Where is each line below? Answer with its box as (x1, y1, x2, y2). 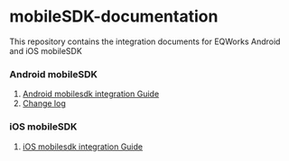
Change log (22, 98, 66, 109)
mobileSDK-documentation (9, 6, 219, 27)
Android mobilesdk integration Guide (22, 88, 160, 100)
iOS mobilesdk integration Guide (22, 141, 143, 152)
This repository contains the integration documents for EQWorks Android (9, 36, 281, 47)
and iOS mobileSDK (9, 45, 83, 56)
